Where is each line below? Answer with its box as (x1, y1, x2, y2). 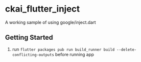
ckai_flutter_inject (5, 3, 80, 15)
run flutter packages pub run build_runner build (12, 46, 115, 52)
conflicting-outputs (12, 52, 54, 57)
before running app (55, 51, 94, 57)
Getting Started (5, 33, 53, 42)
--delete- (117, 47, 137, 52)
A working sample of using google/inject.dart (5, 19, 96, 25)
